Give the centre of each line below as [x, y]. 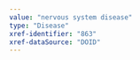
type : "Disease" [39, 26]
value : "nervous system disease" [71, 17]
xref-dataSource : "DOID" [55, 42]
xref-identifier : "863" [53, 34]
